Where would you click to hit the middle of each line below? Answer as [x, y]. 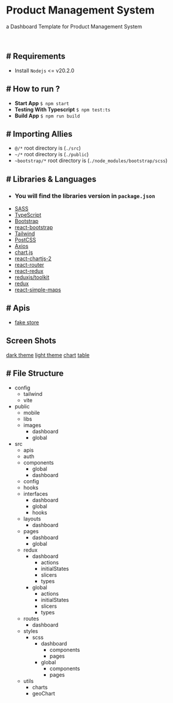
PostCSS [25, 240]
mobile [31, 412]
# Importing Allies [39, 134]
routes [31, 618]
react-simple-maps [38, 290]
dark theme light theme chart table [48, 355]
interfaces [35, 493]
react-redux [29, 271]
